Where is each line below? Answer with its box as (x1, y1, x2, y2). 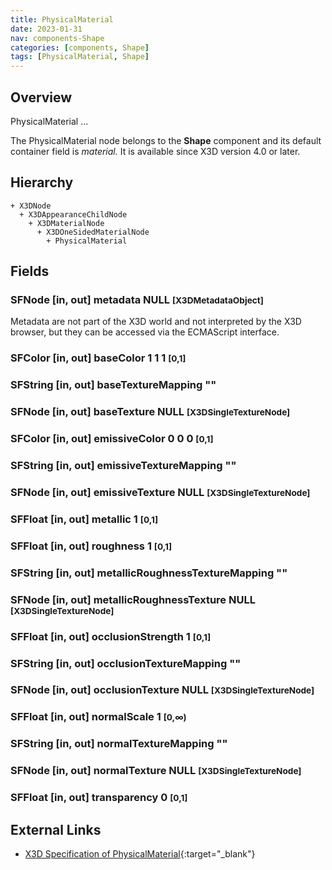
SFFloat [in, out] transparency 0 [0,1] (10, 791, 188, 805)
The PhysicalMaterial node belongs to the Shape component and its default (10, 134, 322, 146)
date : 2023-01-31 (10, 24, 83, 34)
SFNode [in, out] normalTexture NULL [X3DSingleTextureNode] (10, 764, 302, 778)
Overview (10, 89, 73, 106)
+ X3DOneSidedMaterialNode (36, 227, 150, 237)
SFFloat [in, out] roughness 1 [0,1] (10, 539, 173, 553)
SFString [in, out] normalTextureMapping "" (10, 737, 228, 751)
